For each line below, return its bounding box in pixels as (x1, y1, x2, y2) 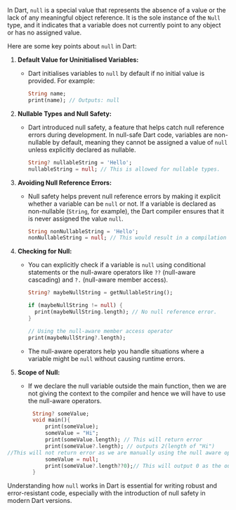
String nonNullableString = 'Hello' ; (27, 228, 139, 235)
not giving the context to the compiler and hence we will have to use (27, 389, 226, 398)
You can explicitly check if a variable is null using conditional (27, 261, 206, 269)
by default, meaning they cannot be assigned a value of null (52, 138, 228, 146)
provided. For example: (27, 77, 95, 85)
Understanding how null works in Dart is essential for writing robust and (7, 481, 218, 490)
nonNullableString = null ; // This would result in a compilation (27, 235, 227, 242)
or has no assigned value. (7, 28, 82, 37)
